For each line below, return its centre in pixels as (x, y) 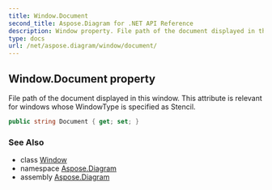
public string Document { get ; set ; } (74, 121)
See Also (26, 142)
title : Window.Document (49, 16)
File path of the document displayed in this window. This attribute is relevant (136, 98)
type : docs (27, 38)
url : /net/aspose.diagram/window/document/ (83, 46)
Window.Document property (82, 79)
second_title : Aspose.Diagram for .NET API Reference (101, 23)
